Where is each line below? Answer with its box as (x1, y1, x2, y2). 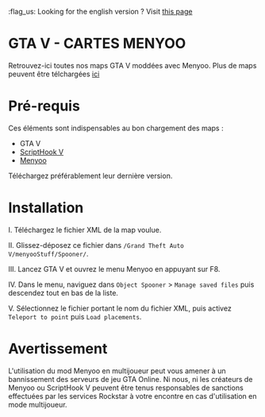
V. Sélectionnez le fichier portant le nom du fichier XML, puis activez (8, 303, 232, 313)
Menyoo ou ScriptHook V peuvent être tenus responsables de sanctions (8, 383, 244, 392)
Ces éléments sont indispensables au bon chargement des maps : (8, 123, 224, 133)
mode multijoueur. (8, 400, 67, 409)
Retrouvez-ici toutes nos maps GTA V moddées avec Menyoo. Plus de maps (8, 60, 257, 70)
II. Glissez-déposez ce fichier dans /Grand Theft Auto (8, 240, 184, 249)
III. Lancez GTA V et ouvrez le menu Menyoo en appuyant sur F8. (8, 264, 221, 273)
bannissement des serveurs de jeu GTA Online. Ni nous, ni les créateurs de (8, 374, 253, 384)
